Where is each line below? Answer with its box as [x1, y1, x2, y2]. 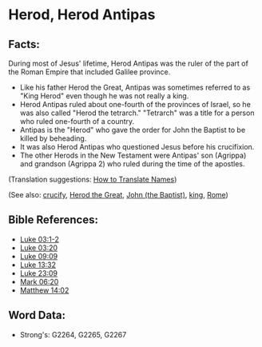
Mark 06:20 [19, 277, 59, 286]
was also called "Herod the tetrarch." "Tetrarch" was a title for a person [19, 108, 255, 118]
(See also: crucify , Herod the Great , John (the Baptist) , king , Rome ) [8, 190, 229, 199]
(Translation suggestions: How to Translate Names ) [8, 174, 177, 184]
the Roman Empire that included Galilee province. [8, 67, 171, 77]
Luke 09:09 [19, 251, 58, 261]
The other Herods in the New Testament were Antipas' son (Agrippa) [19, 150, 247, 160]
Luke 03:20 [19, 242, 58, 253]
